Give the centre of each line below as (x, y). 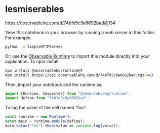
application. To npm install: (33, 61)
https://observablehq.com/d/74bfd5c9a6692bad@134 (60, 23)
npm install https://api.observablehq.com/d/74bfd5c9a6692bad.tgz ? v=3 (79, 75)
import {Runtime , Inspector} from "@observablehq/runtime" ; (68, 93)
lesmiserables (35, 9)
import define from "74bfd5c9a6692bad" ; (47, 98)
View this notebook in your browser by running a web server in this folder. (80, 32)
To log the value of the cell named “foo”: (46, 108)
